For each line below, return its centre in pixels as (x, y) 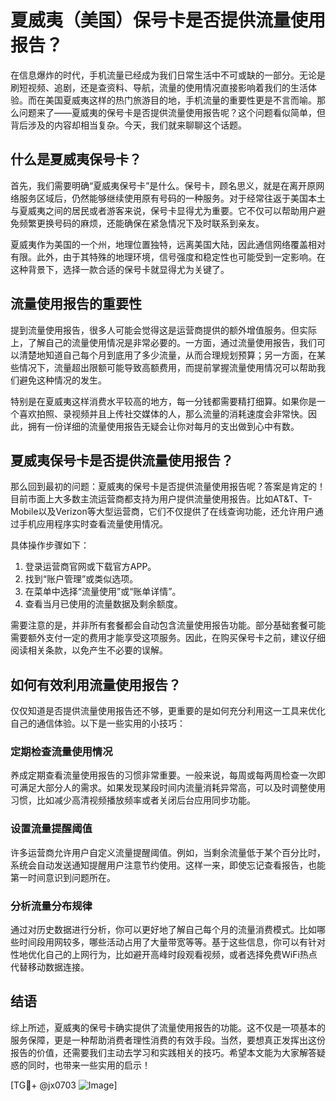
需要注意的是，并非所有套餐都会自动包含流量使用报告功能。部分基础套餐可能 (168, 625)
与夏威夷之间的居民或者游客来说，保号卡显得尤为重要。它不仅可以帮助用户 (163, 210)
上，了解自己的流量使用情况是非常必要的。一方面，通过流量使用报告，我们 (163, 342)
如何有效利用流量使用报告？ (96, 684)
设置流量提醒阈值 (51, 829)
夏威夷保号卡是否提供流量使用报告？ (122, 460)
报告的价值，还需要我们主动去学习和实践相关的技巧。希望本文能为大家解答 (163, 1052)
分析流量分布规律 (51, 906)
